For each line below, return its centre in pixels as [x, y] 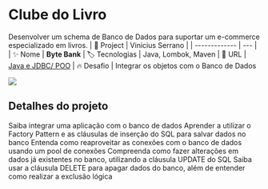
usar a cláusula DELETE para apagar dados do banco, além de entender [127, 167]
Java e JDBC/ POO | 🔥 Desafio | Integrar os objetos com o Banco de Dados [132, 65]
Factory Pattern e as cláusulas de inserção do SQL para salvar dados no [127, 134]
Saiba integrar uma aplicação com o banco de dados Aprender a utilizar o [130, 125]
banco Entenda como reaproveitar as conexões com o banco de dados [125, 142]
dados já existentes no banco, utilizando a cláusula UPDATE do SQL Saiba [130, 159]
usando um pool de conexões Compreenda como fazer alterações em [123, 151]
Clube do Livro [58, 15]
